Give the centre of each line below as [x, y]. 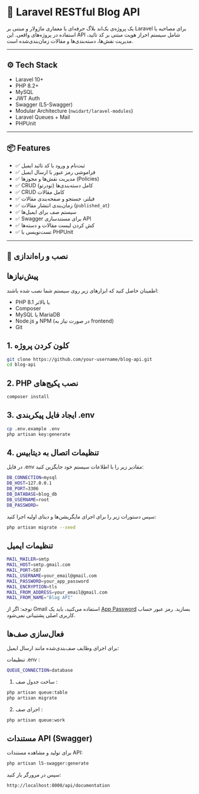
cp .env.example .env [33, 429]
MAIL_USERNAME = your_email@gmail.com [52, 575]
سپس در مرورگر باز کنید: [34, 775]
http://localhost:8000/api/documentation [58, 786]
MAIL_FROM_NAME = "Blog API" [40, 598]
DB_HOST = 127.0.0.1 [29, 483]
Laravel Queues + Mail [43, 117]
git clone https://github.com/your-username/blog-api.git [79, 359]
